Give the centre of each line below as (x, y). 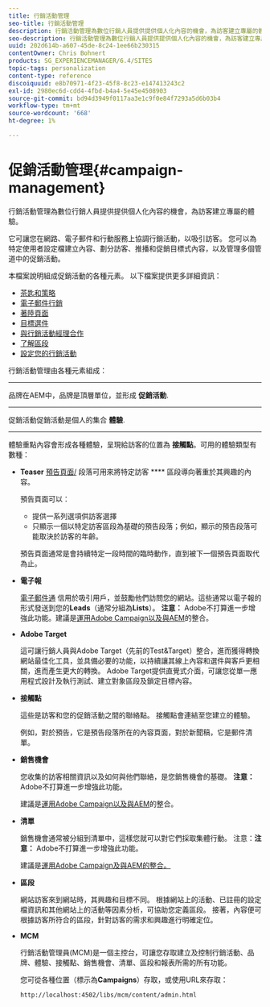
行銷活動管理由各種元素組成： (57, 370)
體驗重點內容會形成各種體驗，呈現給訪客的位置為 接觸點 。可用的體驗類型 (129, 444)
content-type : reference (50, 76)
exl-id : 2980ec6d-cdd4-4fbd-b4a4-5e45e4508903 (88, 91)
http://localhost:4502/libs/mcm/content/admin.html (108, 995)
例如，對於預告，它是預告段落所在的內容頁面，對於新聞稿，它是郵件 (133, 732)
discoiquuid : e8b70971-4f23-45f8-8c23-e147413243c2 (96, 83)
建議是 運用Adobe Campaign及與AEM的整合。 (95, 865)
